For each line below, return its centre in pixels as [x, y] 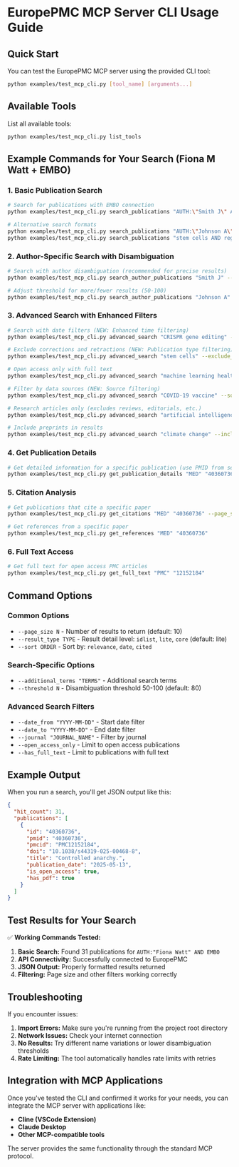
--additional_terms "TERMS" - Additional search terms [97, 681]
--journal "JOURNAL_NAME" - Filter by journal [82, 737]
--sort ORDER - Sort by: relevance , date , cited [85, 646]
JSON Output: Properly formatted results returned [91, 967]
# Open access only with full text [60, 369]
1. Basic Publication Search [55, 190]
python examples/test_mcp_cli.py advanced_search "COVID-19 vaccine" [113, 395]
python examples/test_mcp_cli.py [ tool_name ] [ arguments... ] [100, 84]
